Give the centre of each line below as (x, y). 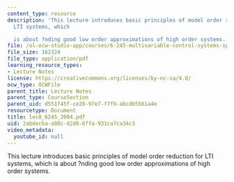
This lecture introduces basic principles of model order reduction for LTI (110, 156)
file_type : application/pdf (48, 59)
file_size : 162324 (34, 52)
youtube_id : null (39, 137)
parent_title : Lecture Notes (49, 91)
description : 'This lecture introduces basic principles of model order (115, 20)
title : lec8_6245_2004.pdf (46, 117)
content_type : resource (42, 14)
